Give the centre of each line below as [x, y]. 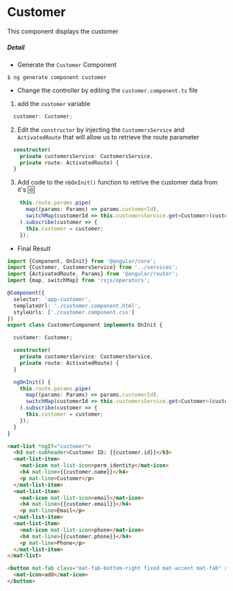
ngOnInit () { [32, 382]
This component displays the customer [63, 31]
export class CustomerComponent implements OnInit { [85, 325]
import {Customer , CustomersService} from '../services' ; [93, 268]
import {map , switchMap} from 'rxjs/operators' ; [79, 281]
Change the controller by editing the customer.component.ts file [107, 90]
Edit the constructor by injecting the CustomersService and [101, 130]
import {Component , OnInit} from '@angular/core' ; [82, 261]
